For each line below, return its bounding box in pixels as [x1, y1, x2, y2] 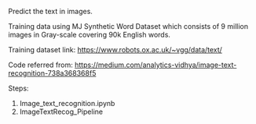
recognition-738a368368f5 [8, 69, 97, 77]
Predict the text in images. [8, 7, 93, 16]
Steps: [8, 83, 29, 93]
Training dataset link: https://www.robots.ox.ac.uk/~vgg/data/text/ [8, 45, 222, 54]
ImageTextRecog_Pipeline [19, 107, 104, 116]
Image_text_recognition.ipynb [19, 99, 115, 108]
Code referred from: [8, 60, 73, 69]
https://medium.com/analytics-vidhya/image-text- [74, 60, 237, 69]
